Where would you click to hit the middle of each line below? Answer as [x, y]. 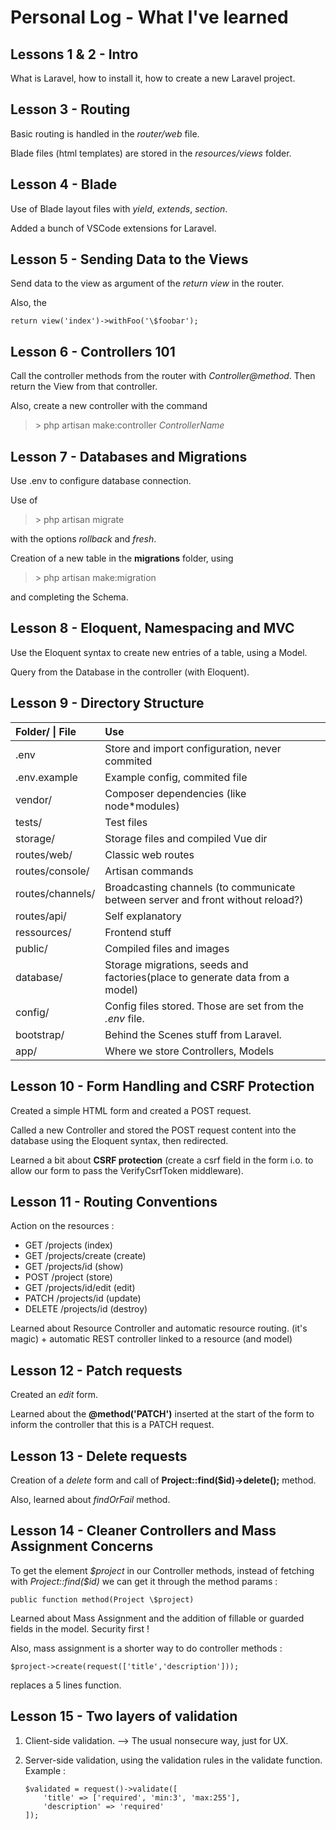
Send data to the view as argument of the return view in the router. [147, 283]
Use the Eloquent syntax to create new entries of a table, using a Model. [159, 652]
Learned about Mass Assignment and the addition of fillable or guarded [157, 1618]
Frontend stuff [138, 932]
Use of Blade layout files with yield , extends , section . [119, 208]
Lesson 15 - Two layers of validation [124, 1716]
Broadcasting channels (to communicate [200, 887]
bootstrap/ [40, 1034]
